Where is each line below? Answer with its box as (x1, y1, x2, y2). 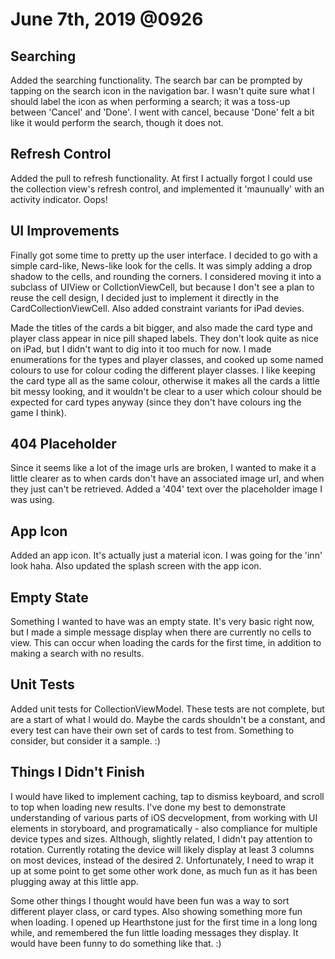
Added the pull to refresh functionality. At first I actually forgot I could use (10, 172, 313, 184)
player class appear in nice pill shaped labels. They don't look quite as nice (10, 332, 320, 344)
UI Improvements (10, 223, 120, 240)
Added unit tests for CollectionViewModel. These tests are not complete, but (10, 703, 325, 715)
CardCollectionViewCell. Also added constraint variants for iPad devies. (10, 302, 305, 314)
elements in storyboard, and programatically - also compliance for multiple (10, 822, 318, 834)
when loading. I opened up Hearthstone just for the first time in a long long (10, 916, 318, 928)
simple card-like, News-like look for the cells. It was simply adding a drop (10, 259, 313, 272)
